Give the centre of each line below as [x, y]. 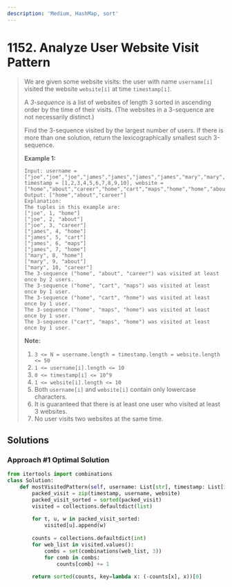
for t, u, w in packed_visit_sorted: [86, 519]
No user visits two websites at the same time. [99, 419]
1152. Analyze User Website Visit [103, 47]
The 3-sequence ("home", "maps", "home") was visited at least [117, 310]
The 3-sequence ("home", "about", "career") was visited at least [122, 273]
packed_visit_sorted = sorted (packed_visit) [97, 500]
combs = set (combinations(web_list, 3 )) [103, 551]
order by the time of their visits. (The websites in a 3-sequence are [119, 109]
